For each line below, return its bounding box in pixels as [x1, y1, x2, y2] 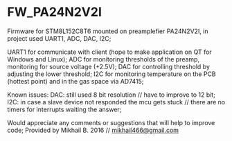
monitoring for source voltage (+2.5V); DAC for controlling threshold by [7, 62, 210, 70]
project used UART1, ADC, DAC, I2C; [7, 34, 111, 42]
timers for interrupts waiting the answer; [7, 105, 122, 113]
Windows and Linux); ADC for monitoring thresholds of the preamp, [7, 55, 199, 63]
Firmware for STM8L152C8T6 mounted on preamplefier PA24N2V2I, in [7, 27, 209, 35]
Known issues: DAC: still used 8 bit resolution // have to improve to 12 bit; [7, 91, 216, 99]
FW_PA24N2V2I [7, 4, 102, 20]
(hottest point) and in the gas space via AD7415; [7, 77, 144, 85]
